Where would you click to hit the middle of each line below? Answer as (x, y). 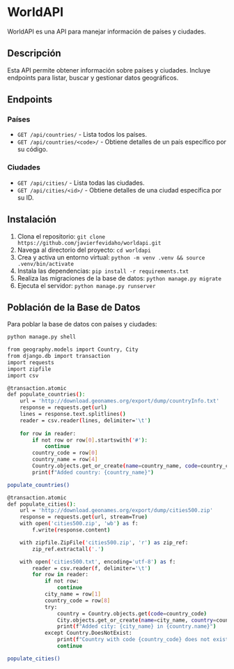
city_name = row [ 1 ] (72, 594)
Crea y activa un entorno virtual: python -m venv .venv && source (111, 257)
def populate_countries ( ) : (46, 395)
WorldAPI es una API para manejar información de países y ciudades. (107, 31)
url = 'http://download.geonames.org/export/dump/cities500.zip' (117, 511)
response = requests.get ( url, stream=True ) (84, 517)
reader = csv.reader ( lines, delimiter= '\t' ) (85, 420)
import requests (31, 362)
